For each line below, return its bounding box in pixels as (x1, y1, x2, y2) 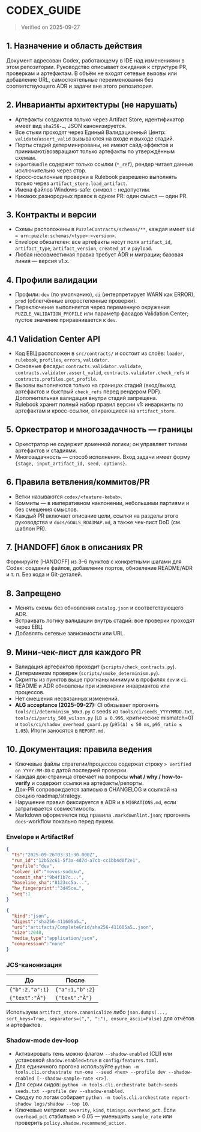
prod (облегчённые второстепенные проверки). (14, 297, 137, 304)
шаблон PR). (14, 525, 47, 532)
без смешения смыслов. (14, 506, 79, 513)
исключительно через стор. (14, 166, 87, 174)
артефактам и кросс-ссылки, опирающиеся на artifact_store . (14, 407, 176, 414)
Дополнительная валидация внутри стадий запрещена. (14, 395, 158, 401)
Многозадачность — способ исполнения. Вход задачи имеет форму (14, 453, 191, 460)
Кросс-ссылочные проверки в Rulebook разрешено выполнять (14, 173, 178, 180)
